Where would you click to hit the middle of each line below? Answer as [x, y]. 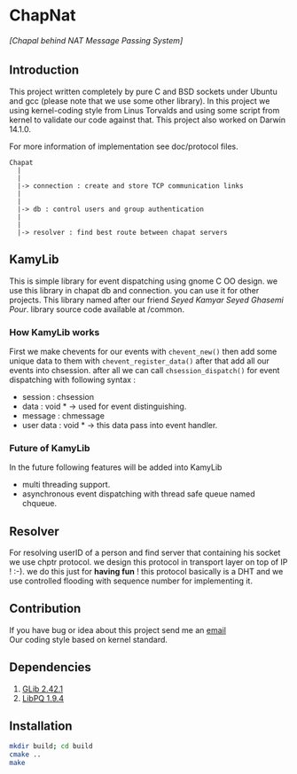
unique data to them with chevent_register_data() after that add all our [140, 361]
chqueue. [39, 504]
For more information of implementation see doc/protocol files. [124, 146]
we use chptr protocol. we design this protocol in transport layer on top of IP [148, 562]
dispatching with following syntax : [72, 379]
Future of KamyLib [50, 448]
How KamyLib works [55, 332]
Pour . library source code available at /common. [97, 309]
